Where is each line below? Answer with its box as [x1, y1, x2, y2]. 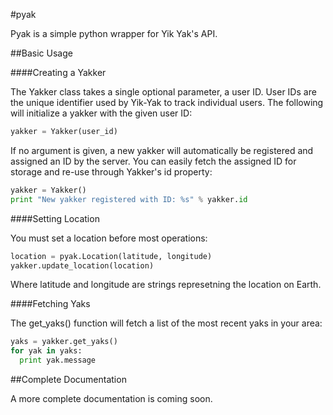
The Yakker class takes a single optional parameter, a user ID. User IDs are [10, 86, 317, 98]
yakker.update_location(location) [10, 260, 155, 271]
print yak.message [19, 355, 97, 366]
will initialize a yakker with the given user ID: [10, 107, 193, 119]
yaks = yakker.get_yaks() [10, 337, 118, 347]
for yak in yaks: [10, 346, 83, 356]
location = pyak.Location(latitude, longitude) [10, 251, 213, 261]
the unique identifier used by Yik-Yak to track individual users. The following [10, 97, 324, 108]
